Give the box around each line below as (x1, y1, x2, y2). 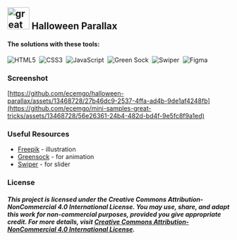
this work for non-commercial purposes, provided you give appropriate (7, 210, 221, 218)
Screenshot (7, 73, 48, 83)
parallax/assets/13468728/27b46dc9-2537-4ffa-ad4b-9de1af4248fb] (7, 96, 210, 105)
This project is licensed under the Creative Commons (7, 195, 167, 203)
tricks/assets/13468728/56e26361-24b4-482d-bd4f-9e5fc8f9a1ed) (7, 111, 205, 120)
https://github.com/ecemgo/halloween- (9, 89, 124, 97)
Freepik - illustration (17, 145, 76, 153)
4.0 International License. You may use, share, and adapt (57, 202, 230, 211)
